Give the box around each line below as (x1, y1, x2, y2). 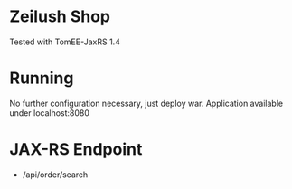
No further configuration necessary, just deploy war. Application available (9, 98, 283, 109)
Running (9, 68, 74, 89)
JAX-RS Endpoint (9, 139, 143, 160)
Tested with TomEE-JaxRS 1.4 (9, 36, 120, 47)
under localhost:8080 (9, 107, 90, 118)
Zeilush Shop (9, 6, 111, 27)
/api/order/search (22, 169, 89, 180)
